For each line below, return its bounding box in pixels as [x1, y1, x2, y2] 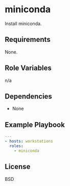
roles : [9, 143, 24, 149]
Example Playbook [5, 120, 65, 129]
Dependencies [5, 92, 52, 101]
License [5, 162, 31, 171]
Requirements [5, 35, 51, 44]
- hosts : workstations [5, 139, 53, 144]
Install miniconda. [5, 20, 42, 27]
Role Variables [5, 64, 52, 73]
